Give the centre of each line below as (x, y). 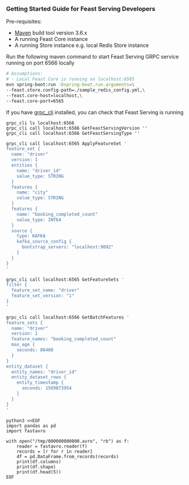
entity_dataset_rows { (39, 377)
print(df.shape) (37, 467)
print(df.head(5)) (39, 472)
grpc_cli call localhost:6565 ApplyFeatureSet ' (66, 143)
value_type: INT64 (39, 220)
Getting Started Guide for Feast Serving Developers (81, 9)
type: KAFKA (31, 236)
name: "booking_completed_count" (57, 214)
